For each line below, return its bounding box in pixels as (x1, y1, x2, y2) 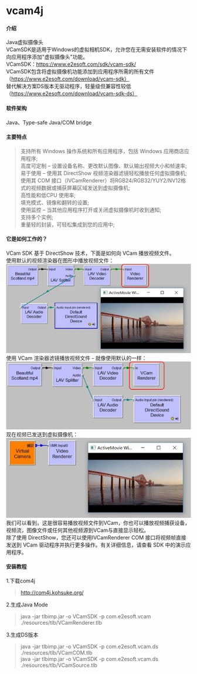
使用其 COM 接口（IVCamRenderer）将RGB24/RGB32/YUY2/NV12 (20, 177, 181, 184)
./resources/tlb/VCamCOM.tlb (20, 649, 93, 656)
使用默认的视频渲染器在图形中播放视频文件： (6, 257, 114, 264)
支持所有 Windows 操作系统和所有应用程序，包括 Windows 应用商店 (20, 147, 185, 154)
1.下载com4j (6, 577, 35, 584)
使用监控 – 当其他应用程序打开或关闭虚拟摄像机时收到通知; (20, 206, 161, 213)
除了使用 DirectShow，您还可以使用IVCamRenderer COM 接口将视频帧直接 (6, 534, 186, 541)
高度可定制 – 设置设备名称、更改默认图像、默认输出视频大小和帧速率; (20, 162, 187, 169)
